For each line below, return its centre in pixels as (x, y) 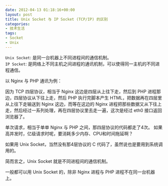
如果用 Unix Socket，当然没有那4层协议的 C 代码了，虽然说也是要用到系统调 (84, 144)
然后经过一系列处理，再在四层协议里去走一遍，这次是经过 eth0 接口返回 (88, 110)
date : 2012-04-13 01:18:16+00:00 (40, 10)
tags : (11, 33)
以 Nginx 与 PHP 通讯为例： (34, 80)
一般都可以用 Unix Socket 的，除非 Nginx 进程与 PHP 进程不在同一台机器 (80, 172)
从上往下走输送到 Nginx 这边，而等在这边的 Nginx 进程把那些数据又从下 (79, 104)
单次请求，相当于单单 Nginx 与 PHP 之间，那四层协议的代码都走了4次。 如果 (84, 127)
